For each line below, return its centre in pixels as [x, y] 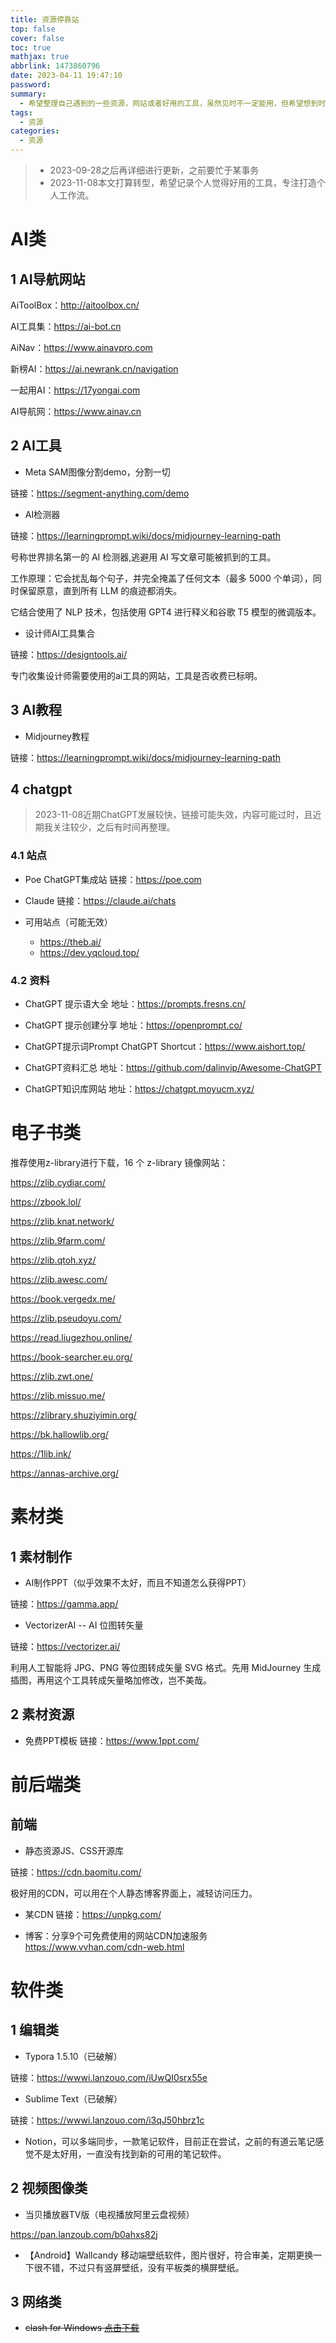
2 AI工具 [36, 446]
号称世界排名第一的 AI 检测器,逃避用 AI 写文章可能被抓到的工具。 [143, 557]
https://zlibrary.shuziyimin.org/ [73, 1415]
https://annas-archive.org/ [65, 1473]
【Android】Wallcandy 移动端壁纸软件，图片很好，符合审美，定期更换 [169, 2255]
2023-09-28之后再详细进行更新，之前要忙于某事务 [154, 170]
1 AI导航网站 [48, 279]
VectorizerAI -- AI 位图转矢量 [84, 1625]
